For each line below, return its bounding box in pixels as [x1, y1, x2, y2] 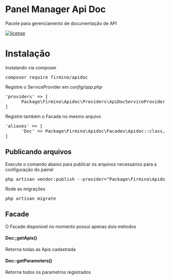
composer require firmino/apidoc [5, 74, 89, 80]
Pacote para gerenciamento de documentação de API [5, 20, 117, 26]
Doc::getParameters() [5, 258, 52, 264]
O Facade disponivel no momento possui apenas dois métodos [5, 223, 137, 229]
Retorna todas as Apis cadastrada [5, 246, 76, 252]
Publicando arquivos [5, 148, 72, 156]
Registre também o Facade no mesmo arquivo [5, 113, 101, 119]
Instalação [5, 48, 51, 59]
